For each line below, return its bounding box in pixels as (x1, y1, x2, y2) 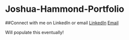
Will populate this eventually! (5, 29, 64, 35)
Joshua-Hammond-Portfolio (5, 3, 125, 15)
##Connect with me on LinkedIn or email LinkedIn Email (5, 20, 119, 26)
